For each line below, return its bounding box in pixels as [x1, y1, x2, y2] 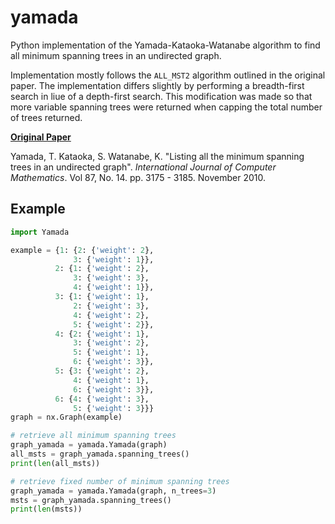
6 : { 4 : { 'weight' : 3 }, [54, 394, 150, 404]
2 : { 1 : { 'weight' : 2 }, [54, 264, 150, 274]
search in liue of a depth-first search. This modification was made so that [10, 90, 313, 102]
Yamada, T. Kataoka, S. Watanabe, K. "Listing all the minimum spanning [10, 150, 305, 162]
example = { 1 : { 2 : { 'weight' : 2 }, [10, 245, 155, 255]
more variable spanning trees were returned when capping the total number [10, 101, 323, 113]
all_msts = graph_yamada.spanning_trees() [10, 449, 190, 459]
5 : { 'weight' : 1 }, [73, 347, 150, 358]
